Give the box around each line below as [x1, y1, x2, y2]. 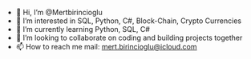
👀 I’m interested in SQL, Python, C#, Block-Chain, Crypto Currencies [15, 16, 242, 26]
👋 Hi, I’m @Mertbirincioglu [15, 8, 103, 17]
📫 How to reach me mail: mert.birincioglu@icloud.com [15, 42, 198, 51]
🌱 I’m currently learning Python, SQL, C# [15, 25, 150, 33]
